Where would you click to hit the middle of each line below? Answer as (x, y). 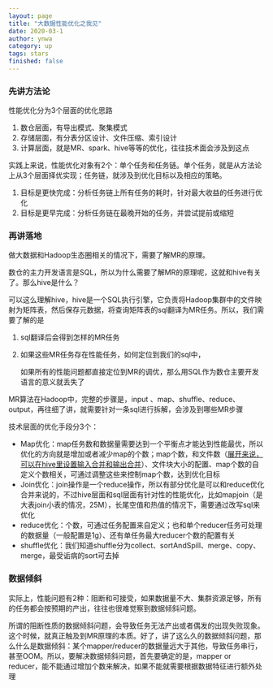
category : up (30, 46)
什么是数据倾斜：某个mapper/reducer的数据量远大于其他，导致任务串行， (139, 646)
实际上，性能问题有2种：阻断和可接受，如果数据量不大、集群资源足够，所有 (135, 598)
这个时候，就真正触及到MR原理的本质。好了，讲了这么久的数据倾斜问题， (131, 635)
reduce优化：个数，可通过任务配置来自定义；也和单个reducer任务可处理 (141, 526)
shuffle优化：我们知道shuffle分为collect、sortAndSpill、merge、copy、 (140, 546)
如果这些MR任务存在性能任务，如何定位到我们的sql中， (113, 355)
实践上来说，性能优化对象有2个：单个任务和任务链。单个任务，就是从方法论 (135, 165)
